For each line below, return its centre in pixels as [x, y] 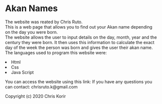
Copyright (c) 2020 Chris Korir [36, 96]
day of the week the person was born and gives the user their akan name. [79, 47]
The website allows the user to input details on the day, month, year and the [81, 37]
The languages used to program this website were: [56, 52]
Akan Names [31, 8]
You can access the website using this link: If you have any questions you [79, 82]
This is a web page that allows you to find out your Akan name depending [79, 27]
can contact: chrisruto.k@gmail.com [41, 87]
